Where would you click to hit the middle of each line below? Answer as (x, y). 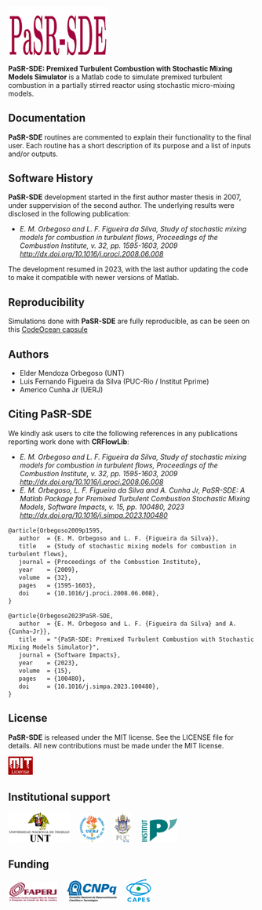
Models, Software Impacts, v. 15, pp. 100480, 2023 (102, 507)
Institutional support (59, 797)
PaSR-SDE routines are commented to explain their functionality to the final (130, 137)
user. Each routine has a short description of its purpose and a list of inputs (129, 145)
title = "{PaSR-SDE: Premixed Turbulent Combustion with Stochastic (136, 639)
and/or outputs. (33, 154)
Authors (29, 354)
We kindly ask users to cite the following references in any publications (123, 433)
